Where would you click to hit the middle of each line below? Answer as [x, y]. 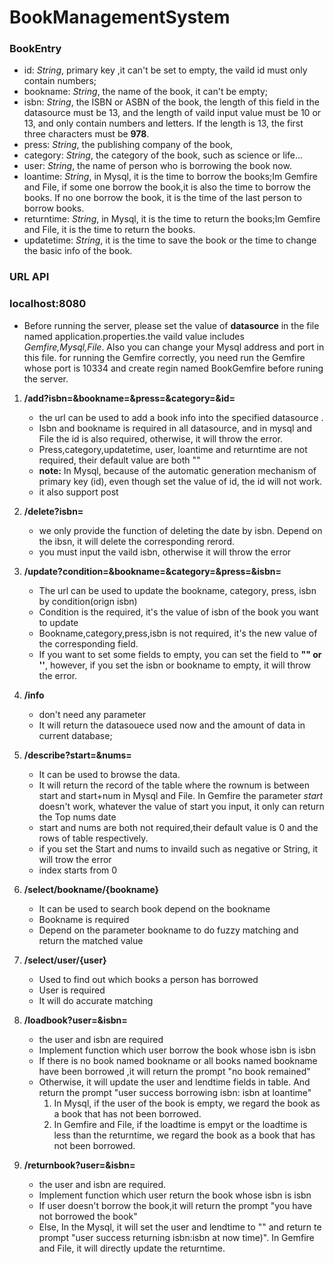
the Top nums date [77, 817]
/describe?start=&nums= [77, 755]
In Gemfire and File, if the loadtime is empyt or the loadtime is [180, 1124]
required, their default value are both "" [119, 460]
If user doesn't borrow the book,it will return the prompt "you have [175, 1205]
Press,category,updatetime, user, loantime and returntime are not [173, 449]
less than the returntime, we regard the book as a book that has [184, 1135]
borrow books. [54, 208]
